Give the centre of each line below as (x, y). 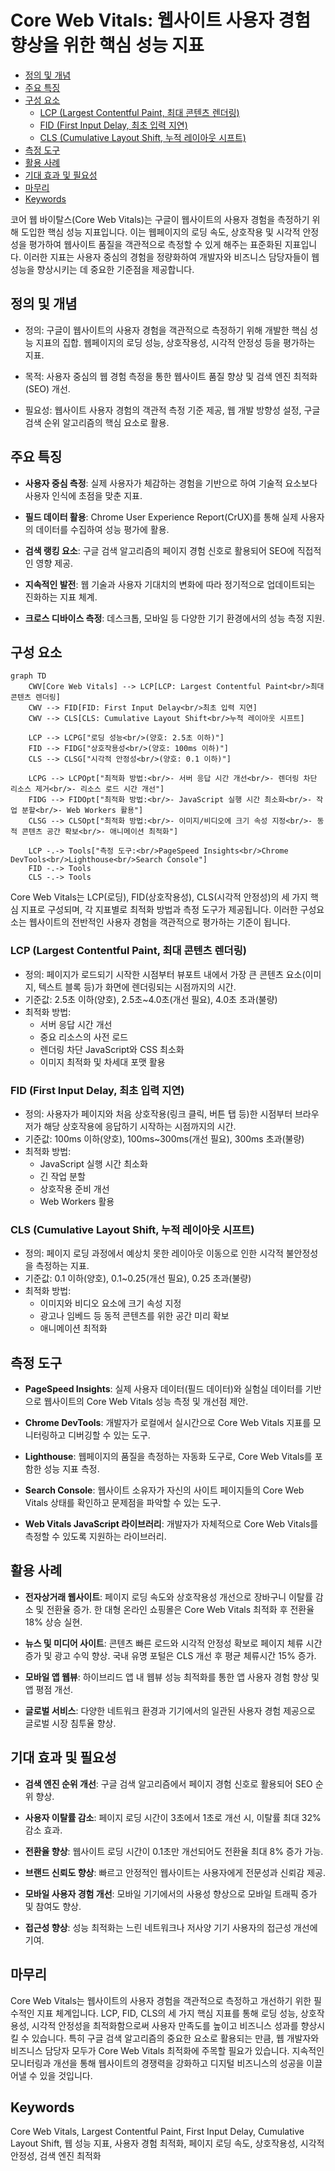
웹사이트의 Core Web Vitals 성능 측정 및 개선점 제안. (146, 1402)
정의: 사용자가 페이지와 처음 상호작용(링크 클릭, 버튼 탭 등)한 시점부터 (158, 1113)
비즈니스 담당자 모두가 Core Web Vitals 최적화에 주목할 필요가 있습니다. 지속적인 (167, 2050)
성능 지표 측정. (71, 1469)
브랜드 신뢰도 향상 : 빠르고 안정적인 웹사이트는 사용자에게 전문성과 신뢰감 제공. (175, 1872)
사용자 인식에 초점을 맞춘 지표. (83, 495)
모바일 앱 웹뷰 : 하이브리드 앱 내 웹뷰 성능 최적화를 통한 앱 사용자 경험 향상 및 (172, 1677)
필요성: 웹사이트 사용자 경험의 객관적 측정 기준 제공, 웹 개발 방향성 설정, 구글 (172, 410)
